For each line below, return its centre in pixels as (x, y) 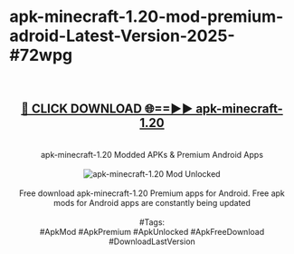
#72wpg (41, 55)
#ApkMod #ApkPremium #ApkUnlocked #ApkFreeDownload (152, 231)
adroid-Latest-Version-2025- (122, 36)
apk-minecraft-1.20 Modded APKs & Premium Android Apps (152, 154)
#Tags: (152, 222)
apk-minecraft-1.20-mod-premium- (147, 17)
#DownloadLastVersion (152, 241)
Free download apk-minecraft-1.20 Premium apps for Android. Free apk (152, 193)
